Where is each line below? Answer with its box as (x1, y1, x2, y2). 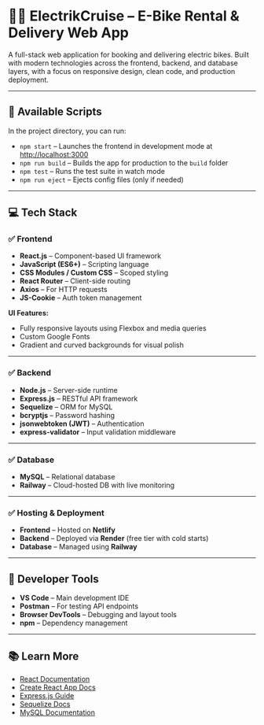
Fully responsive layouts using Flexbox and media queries (19, 324, 207, 333)
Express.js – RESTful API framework (19, 394, 138, 403)
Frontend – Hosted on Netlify (19, 525, 115, 535)
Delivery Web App (8, 24, 130, 42)
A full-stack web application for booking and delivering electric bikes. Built (8, 50, 250, 59)
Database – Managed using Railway (19, 542, 137, 552)
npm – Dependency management (19, 618, 128, 628)
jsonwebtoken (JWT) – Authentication (19, 419, 145, 428)
